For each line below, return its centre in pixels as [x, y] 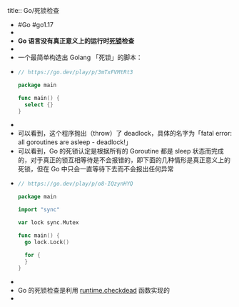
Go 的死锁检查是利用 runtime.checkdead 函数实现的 [93, 291]
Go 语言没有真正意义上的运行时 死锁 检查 [76, 41]
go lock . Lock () [47, 242]
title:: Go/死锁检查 [33, 10]
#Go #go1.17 [35, 25]
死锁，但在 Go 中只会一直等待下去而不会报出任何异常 [96, 169]
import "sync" [39, 210]
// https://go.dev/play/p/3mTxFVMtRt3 [75, 72]
